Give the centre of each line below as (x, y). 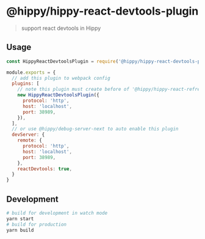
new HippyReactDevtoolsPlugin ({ (58, 95)
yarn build (20, 230)
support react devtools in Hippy (61, 28)
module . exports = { (31, 72)
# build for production (37, 224)
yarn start (20, 219)
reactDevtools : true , (45, 169)
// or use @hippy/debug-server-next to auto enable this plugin (95, 129)
